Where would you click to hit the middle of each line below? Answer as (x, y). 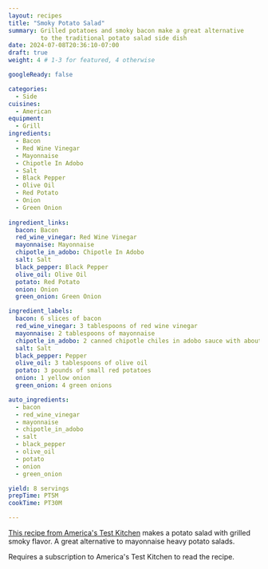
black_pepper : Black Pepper (62, 267)
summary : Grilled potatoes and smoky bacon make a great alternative (126, 30)
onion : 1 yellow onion (53, 378)
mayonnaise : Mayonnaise (55, 245)
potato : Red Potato (48, 282)
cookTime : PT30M (35, 504)
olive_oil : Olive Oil (51, 275)
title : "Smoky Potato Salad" (57, 23)
